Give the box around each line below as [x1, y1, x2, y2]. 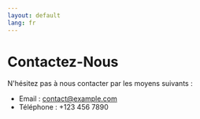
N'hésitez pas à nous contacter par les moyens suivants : [7, 79, 194, 88]
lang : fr [7, 19, 36, 27]
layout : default [7, 11, 61, 20]
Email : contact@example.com [18, 94, 117, 103]
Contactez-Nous [7, 53, 119, 71]
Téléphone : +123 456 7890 [18, 102, 109, 112]
